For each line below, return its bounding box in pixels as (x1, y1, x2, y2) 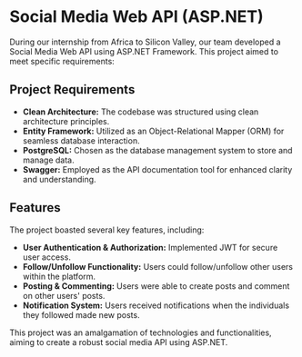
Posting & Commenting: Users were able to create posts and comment (22, 280, 290, 292)
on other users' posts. (22, 290, 106, 301)
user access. (22, 252, 71, 263)
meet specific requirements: (9, 55, 116, 66)
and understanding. (22, 174, 97, 184)
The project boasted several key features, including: (9, 224, 205, 235)
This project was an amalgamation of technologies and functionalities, (9, 327, 272, 338)
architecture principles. (22, 115, 110, 126)
